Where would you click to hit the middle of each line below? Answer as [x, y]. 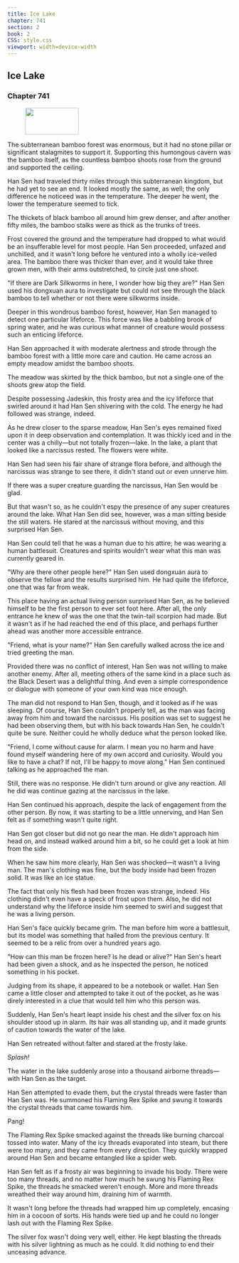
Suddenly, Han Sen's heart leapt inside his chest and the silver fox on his [114, 1014]
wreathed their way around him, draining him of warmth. [90, 1194]
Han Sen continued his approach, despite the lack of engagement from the [117, 804]
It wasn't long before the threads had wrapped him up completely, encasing [118, 1207]
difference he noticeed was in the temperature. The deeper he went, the [113, 196]
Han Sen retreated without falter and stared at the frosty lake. [97, 1043]
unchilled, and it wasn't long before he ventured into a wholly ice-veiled [112, 254]
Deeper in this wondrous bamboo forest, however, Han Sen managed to [112, 312]
